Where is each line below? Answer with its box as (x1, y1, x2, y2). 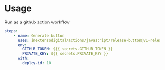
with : (17, 56, 29, 61)
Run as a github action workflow (4, 19, 70, 25)
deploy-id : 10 (22, 61, 51, 66)
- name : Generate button (13, 33, 65, 38)
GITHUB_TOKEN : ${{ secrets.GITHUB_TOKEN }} (22, 47, 113, 52)
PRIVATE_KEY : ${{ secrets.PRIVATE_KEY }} (22, 51, 109, 56)
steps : (4, 28, 18, 33)
